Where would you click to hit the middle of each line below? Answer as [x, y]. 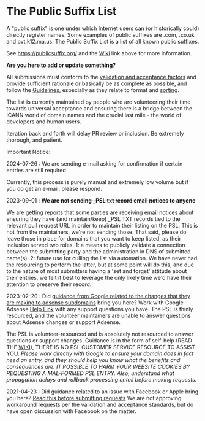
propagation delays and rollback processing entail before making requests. [102, 379]
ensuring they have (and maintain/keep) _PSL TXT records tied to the [93, 218]
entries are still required [36, 170]
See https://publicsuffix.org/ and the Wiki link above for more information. [99, 53]
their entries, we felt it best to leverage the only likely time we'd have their [99, 277]
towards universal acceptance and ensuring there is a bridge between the [99, 108]
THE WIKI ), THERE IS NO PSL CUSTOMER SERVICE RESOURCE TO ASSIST [101, 347]
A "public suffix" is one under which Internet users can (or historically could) [103, 28]
